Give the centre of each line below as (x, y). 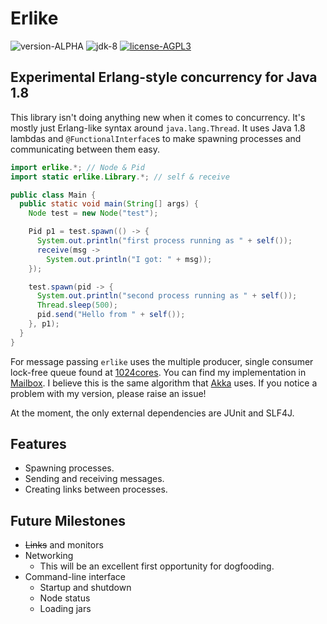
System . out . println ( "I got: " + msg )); (129, 259)
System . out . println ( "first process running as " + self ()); (164, 241)
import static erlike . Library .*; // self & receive (120, 177)
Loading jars (65, 609)
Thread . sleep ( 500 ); (77, 305)
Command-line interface (75, 577)
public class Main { (53, 195)
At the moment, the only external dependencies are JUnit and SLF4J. (152, 413)
